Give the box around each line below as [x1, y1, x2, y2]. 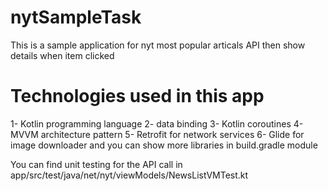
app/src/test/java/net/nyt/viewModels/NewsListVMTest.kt [10, 169, 249, 181]
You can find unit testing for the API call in [10, 158, 183, 170]
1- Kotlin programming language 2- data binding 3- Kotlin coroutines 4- [10, 117, 304, 130]
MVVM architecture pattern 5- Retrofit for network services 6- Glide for [10, 128, 305, 140]
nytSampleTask [10, 6, 142, 29]
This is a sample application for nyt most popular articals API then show [10, 39, 306, 51]
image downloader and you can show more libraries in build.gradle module [10, 139, 318, 151]
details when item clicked [10, 49, 115, 61]
